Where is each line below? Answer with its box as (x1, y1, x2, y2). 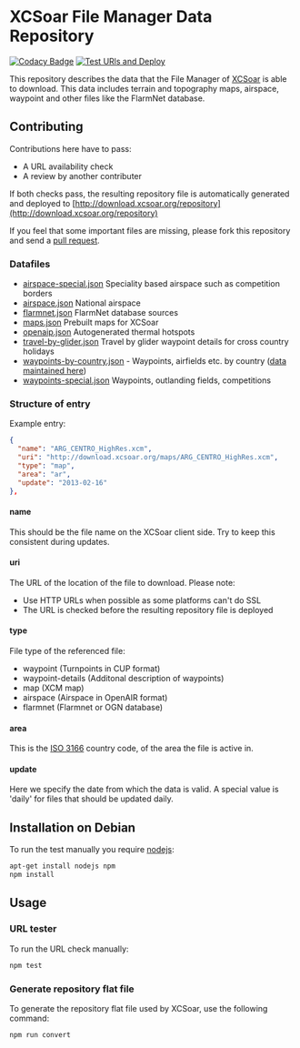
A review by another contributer (22, 170, 143, 181)
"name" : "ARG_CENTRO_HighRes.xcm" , (17, 444, 153, 454)
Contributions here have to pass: (9, 143, 132, 154)
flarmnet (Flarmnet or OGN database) (22, 702, 164, 713)
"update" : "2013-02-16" (17, 478, 107, 488)
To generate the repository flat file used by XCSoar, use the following (9, 1003, 268, 1013)
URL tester (9, 922, 57, 935)
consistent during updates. (9, 536, 110, 547)
